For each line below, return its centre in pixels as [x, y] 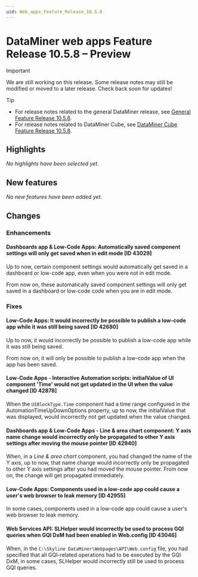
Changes [23, 216]
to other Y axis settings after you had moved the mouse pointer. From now [97, 469]
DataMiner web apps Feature [79, 41]
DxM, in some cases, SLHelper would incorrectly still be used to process [95, 561]
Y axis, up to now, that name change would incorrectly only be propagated [98, 463]
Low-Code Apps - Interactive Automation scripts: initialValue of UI [90, 378]
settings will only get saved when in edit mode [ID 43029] [79, 253]
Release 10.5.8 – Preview [69, 54]
